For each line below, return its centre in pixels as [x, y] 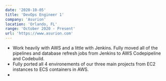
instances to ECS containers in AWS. [51, 69]
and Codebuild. [29, 58]
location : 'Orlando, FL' [31, 24]
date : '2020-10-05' [26, 10]
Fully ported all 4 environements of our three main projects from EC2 [84, 64]
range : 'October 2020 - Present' [40, 29]
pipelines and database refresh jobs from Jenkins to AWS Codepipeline [87, 53]
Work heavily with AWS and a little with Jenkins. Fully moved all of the [85, 48]
